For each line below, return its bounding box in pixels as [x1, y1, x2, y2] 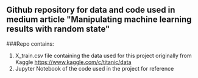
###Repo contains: [6, 40, 54, 48]
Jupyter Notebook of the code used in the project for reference [15, 65, 174, 72]
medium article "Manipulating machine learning [6, 15, 192, 25]
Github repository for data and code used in [6, 5, 175, 15]
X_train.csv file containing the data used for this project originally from [15, 52, 192, 59]
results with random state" [6, 24, 110, 34]
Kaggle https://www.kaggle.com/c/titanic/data [15, 58, 132, 66]
